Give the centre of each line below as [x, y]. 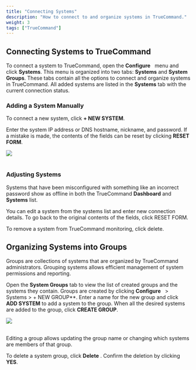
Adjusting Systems [34, 174]
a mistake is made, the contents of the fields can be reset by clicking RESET [98, 136]
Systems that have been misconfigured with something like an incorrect [92, 187]
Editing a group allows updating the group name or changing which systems [98, 338]
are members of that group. [39, 345]
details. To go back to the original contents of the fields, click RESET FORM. [97, 217]
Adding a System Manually [45, 105]
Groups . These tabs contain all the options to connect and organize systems [98, 78]
